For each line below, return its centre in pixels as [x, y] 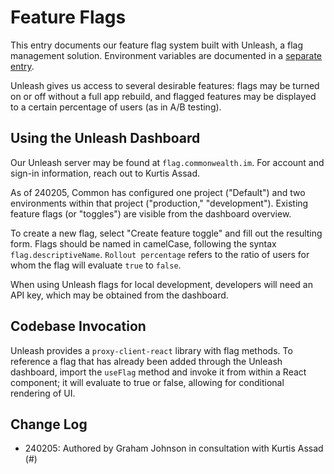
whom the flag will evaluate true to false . [96, 265]
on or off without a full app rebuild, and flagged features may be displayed [163, 96]
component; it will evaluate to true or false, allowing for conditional [147, 382]
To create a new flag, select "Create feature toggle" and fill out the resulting [166, 233]
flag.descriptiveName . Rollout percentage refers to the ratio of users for [160, 254]
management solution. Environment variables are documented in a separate [166, 55]
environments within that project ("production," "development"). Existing [159, 203]
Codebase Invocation [78, 326]
